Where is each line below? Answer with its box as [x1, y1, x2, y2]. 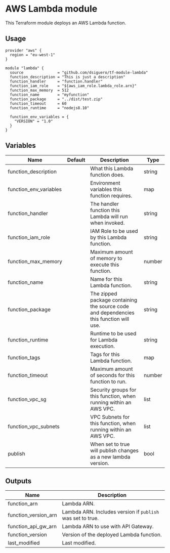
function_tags [8, 354, 40, 361]
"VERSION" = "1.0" [14, 118, 53, 124]
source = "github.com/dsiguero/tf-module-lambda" [10, 70, 148, 75]
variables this [90, 186, 122, 193]
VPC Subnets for [90, 413, 130, 420]
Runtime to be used [90, 330, 137, 337]
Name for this [90, 275, 122, 282]
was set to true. [62, 515, 99, 522]
